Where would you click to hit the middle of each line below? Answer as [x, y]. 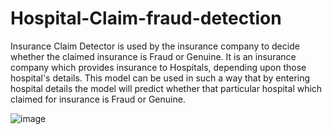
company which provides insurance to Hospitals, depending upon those [158, 67]
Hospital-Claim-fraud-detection [146, 18]
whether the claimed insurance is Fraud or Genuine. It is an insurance [153, 56]
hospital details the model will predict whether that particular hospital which [166, 88]
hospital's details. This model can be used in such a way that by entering [160, 78]
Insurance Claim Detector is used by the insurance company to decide [155, 46]
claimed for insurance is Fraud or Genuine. [98, 99]
